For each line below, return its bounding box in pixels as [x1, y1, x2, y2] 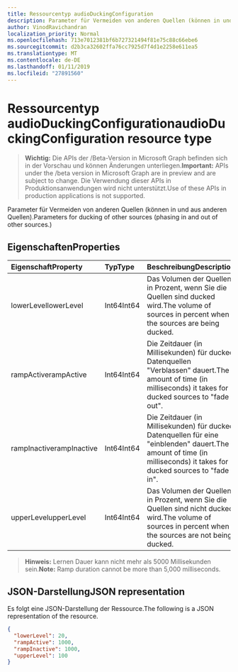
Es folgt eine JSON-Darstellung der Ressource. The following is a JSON [7, 605, 215, 613]
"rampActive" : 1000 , [13, 639, 74, 646]
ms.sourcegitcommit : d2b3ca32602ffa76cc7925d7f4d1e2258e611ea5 [7, 43, 198, 50]
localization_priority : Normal [7, 30, 100, 38]
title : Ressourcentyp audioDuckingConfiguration [7, 10, 154, 18]
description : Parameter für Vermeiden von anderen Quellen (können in [7, 17, 220, 24]
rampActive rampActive [11, 370, 87, 380]
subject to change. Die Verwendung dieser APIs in [24, 177, 171, 185]
